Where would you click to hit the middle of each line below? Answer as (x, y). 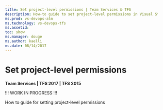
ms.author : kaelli (24, 41)
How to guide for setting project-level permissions (55, 102)
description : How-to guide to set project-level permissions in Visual (79, 14)
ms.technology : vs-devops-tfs (36, 23)
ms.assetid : (17, 28)
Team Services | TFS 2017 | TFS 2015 (43, 83)
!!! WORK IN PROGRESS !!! (31, 92)
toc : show (15, 32)
